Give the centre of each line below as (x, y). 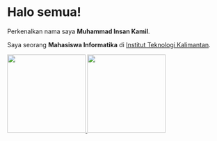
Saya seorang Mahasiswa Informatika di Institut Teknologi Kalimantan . (109, 44)
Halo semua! (44, 12)
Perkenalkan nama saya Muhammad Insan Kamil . (79, 31)
